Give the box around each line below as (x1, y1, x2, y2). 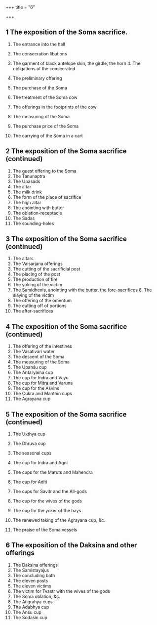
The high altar (12, 199, 41, 205)
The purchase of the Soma (12, 85, 67, 90)
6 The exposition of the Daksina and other (5, 541, 137, 549)
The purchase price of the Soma (12, 123, 79, 129)
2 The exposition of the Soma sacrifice (5, 147, 127, 155)
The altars (12, 256, 34, 262)
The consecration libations (12, 50, 67, 56)
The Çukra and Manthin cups (12, 391, 72, 397)
